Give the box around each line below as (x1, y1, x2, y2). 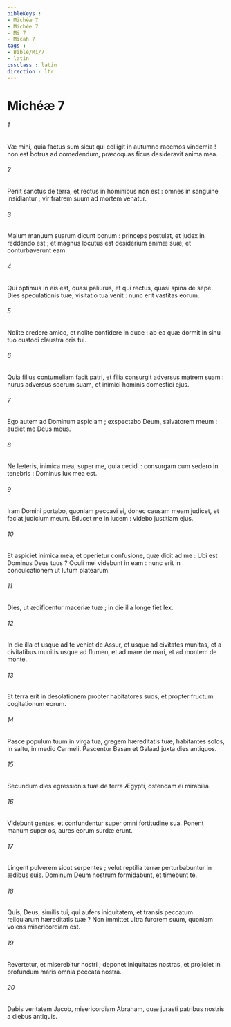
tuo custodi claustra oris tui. (7, 335, 86, 344)
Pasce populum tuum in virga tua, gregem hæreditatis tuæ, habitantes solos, (7, 737, 225, 746)
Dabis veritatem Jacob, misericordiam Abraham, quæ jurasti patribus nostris (7, 1004, 225, 1013)
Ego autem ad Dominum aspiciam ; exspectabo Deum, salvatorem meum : (7, 418, 218, 426)
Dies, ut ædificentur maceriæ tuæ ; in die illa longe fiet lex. (7, 603, 174, 611)
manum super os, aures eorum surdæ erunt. (7, 826, 133, 834)
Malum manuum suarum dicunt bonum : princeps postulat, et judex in (7, 232, 205, 240)
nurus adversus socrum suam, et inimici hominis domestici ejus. (7, 380, 190, 388)
